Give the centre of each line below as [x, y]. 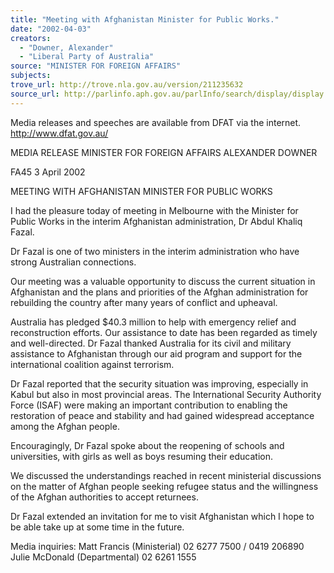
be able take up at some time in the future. [97, 527]
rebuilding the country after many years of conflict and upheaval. [144, 302]
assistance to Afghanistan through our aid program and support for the [156, 353]
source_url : [35, 94]
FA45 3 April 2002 [48, 172]
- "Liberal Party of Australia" [87, 57]
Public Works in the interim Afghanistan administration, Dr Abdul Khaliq [156, 221]
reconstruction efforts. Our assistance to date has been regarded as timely [164, 332]
